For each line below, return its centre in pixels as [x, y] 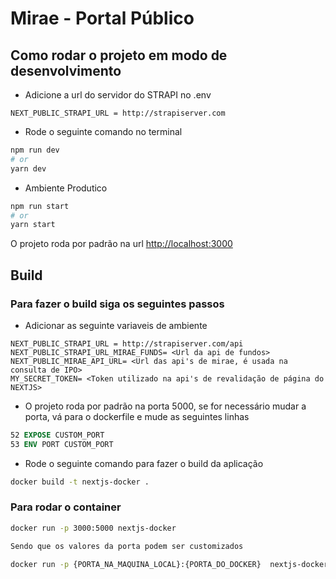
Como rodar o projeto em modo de [119, 55]
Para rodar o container [66, 507]
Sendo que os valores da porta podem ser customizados [127, 546]
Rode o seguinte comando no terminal [103, 131]
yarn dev [28, 168]
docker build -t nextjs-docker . [80, 482]
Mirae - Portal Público [102, 18]
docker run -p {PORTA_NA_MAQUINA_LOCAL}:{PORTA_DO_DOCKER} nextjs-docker [169, 564]
